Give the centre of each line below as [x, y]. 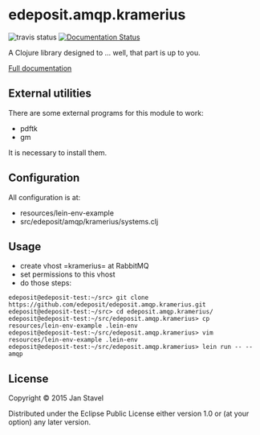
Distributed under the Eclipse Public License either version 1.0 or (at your [129, 414]
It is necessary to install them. [58, 152]
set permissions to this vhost [67, 274]
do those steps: [46, 283]
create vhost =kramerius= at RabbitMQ [84, 266]
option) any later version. [49, 422]
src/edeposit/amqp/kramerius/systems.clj [89, 221]
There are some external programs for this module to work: [106, 113]
